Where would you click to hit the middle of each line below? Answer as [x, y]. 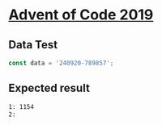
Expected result [49, 88]
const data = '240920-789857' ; [61, 63]
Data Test [33, 45]
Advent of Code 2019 [81, 15]
